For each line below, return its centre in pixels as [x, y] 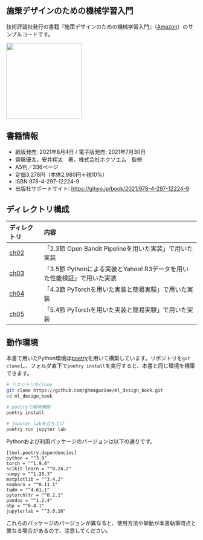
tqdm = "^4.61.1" [28, 490]
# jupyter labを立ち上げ [35, 423]
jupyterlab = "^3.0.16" [36, 511]
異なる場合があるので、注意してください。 [59, 531]
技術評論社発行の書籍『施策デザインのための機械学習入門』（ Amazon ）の [97, 27]
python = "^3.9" [27, 458]
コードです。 [37, 34]
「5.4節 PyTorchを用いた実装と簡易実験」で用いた [115, 310]
